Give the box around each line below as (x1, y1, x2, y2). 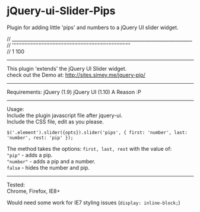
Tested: (7, 181, 26, 188)
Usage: (7, 105, 24, 112)
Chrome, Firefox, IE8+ (7, 187, 61, 194)
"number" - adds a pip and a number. (7, 157, 96, 164)
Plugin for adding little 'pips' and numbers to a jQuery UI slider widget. (7, 24, 179, 31)
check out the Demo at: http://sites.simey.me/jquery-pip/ (7, 71, 146, 78)
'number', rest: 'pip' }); (7, 135, 74, 141)
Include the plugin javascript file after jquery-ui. (7, 112, 123, 119)
